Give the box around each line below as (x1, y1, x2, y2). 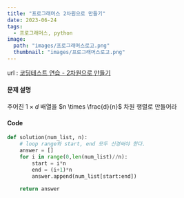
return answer (19, 186, 60, 192)
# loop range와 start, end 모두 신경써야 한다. (19, 141, 146, 147)
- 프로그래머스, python (13, 29, 73, 37)
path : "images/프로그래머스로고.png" (13, 42, 110, 49)
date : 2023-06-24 (7, 17, 57, 24)
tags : (7, 23, 23, 30)
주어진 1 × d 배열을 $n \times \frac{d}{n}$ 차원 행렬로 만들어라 (7, 102, 177, 111)
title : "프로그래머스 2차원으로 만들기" (7, 10, 106, 17)
